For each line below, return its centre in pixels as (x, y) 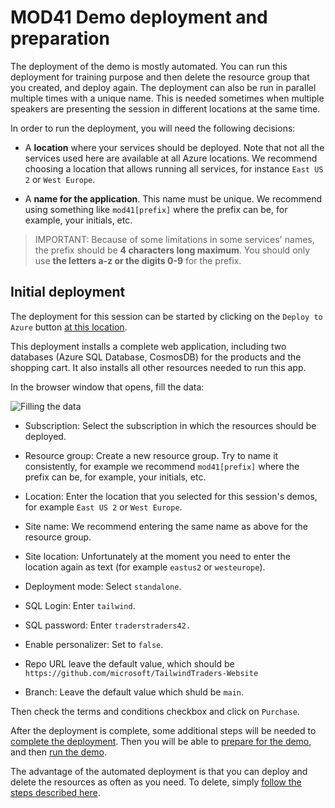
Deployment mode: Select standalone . (103, 586)
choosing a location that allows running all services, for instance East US (174, 168)
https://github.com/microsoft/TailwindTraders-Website (141, 673)
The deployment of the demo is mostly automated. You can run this (149, 66)
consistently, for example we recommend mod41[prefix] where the (162, 466)
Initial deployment (68, 292)
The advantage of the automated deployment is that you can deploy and (159, 771)
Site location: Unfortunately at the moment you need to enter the (157, 556)
